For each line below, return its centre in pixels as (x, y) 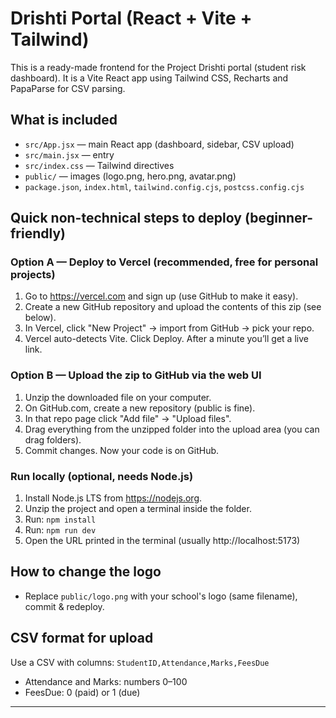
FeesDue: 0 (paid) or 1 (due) (82, 692)
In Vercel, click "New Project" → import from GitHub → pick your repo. (169, 328)
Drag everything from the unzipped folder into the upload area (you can (172, 429)
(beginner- (279, 218)
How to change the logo (86, 572)
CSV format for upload (82, 638)
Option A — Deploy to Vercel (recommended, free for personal (164, 262)
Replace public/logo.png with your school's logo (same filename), (161, 596)
